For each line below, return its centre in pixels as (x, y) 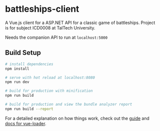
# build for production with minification (49, 91)
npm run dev (17, 82)
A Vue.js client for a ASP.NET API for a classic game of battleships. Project (80, 23)
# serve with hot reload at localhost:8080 (50, 78)
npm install (17, 69)
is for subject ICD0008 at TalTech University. (50, 27)
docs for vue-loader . (26, 123)
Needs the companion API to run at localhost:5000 (56, 37)
